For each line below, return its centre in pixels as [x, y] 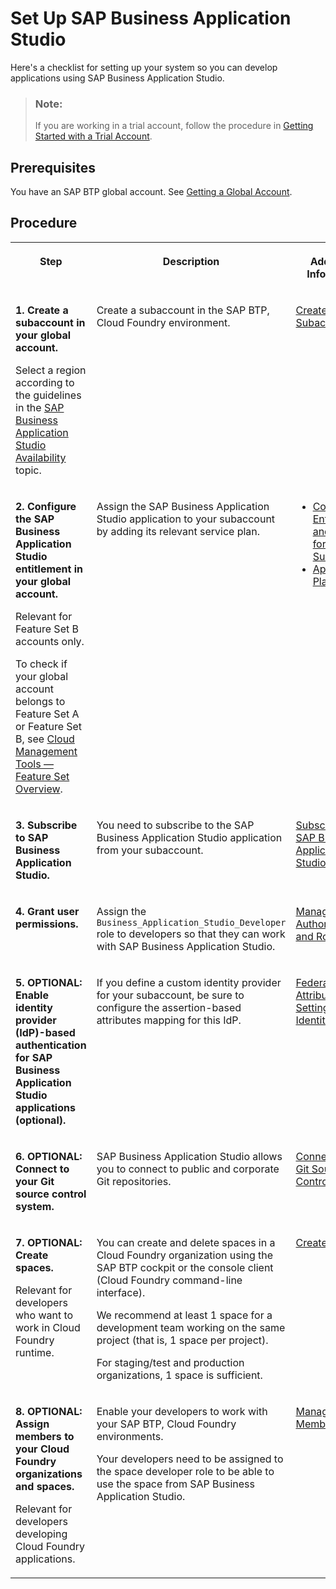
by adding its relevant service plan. [178, 531]
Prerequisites [53, 167]
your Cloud [42, 1449]
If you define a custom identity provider [189, 982]
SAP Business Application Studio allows [189, 1156]
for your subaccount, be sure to [170, 995]
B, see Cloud [45, 739]
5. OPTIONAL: [49, 982]
